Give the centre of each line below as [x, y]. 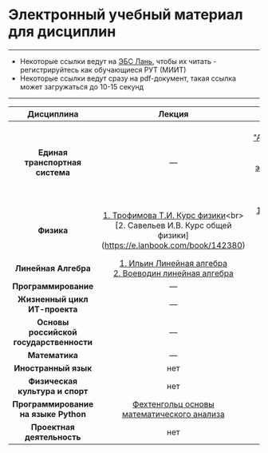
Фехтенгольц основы [173, 403]
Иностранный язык [53, 368]
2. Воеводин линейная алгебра [173, 273]
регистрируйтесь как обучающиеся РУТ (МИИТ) [103, 70]
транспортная [53, 162]
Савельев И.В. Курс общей [179, 225]
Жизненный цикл [53, 299]
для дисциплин [62, 32]
